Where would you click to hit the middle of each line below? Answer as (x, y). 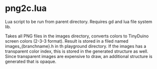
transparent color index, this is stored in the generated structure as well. (77, 51)
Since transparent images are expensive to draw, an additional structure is (79, 56)
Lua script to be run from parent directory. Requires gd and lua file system (79, 22)
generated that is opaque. (31, 61)
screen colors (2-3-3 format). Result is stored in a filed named (67, 41)
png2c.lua (26, 8)
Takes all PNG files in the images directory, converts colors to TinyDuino (77, 36)
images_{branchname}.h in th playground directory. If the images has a (76, 46)
